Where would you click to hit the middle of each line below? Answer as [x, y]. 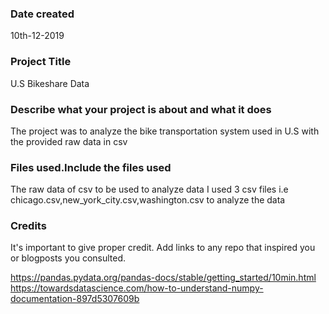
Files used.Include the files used [91, 167]
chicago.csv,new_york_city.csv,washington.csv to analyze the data [148, 200]
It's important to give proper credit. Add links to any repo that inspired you [163, 248]
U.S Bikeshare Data [50, 83]
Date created [42, 14]
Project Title [41, 62]
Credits [28, 226]
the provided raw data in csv [69, 141]
